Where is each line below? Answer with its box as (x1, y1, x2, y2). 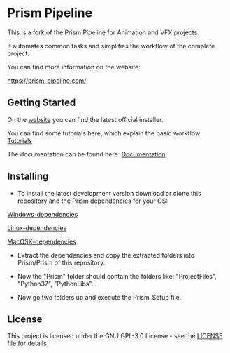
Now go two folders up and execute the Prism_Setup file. (17, 293, 182, 301)
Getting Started (7, 97, 76, 109)
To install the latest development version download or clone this (17, 189, 201, 197)
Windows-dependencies (7, 210, 78, 218)
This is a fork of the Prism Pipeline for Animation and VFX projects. (7, 28, 199, 36)
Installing (7, 171, 49, 182)
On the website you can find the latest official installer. (7, 115, 164, 124)
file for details (7, 339, 47, 348)
